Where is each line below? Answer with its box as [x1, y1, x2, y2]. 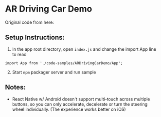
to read [12, 51, 27, 57]
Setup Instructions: [5, 33, 65, 42]
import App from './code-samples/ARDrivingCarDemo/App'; [5, 60, 123, 66]
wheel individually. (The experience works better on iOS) [12, 106, 126, 112]
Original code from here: [5, 19, 54, 25]
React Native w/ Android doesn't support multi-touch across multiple [12, 96, 150, 102]
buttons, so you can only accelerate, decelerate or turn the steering [12, 101, 148, 107]
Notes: [5, 83, 26, 91]
